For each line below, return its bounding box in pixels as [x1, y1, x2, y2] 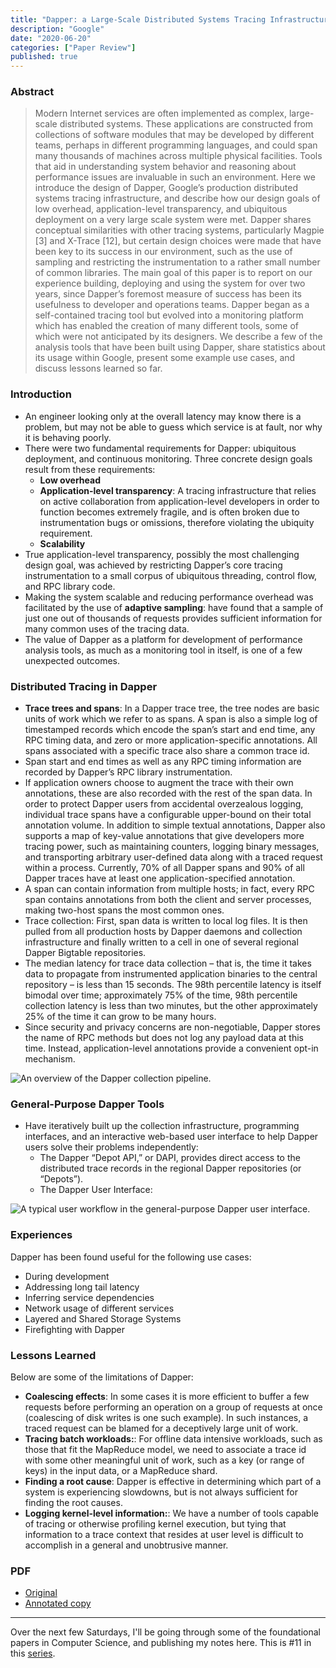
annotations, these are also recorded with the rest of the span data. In [24, 787, 313, 800]
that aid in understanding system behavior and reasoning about [34, 161, 297, 173]
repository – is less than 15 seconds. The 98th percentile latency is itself [24, 979, 322, 991]
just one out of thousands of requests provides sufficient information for [24, 612, 323, 624]
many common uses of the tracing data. [24, 622, 190, 635]
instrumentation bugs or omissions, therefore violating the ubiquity [39, 516, 315, 528]
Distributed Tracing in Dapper [10, 679, 158, 693]
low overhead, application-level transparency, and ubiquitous [34, 203, 288, 215]
